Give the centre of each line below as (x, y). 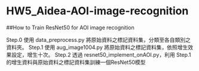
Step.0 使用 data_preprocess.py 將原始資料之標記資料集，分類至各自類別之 (99, 39)
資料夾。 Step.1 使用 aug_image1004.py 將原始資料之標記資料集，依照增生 (97, 47)
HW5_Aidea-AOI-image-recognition (97, 11)
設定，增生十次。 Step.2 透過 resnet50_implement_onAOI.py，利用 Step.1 (101, 54)
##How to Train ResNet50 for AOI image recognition (70, 27)
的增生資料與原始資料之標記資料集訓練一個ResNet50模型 (76, 62)
